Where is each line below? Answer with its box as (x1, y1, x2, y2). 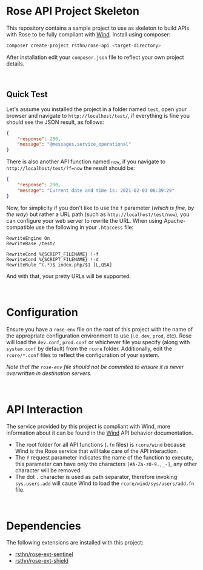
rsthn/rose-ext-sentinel (15, 551, 74, 558)
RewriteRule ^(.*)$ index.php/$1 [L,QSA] (6, 262, 113, 268)
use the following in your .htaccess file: (35, 223, 134, 231)
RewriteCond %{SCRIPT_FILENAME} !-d (6, 256, 99, 262)
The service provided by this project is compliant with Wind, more (6, 422, 171, 430)
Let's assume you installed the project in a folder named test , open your (6, 105, 187, 113)
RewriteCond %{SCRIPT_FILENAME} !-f (6, 251, 99, 257)
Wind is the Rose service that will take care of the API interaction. (15, 447, 179, 455)
